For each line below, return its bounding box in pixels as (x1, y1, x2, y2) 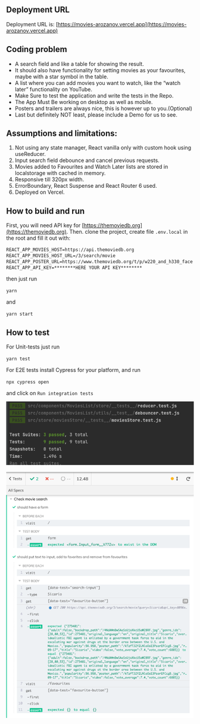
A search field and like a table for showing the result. (14, 60, 144, 68)
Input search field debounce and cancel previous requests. (14, 157, 160, 164)
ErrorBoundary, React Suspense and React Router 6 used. (14, 182, 157, 190)
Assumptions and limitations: (6, 129, 118, 139)
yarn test (6, 356, 31, 362)
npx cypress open (6, 379, 49, 385)
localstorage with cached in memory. (14, 170, 106, 177)
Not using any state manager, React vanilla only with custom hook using (14, 144, 192, 151)
